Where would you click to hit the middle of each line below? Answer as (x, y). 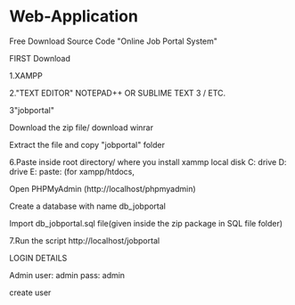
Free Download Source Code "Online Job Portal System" (114, 41)
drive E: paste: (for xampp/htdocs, (72, 171)
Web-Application (74, 16)
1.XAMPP (26, 75)
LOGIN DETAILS (38, 258)
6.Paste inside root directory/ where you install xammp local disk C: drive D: (148, 161)
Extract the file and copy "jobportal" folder (87, 144)
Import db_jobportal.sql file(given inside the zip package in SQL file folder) (146, 223)
